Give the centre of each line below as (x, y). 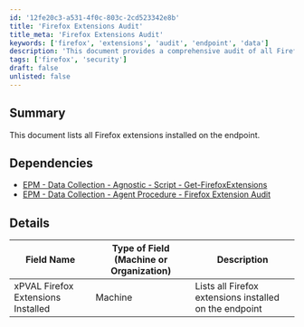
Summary (38, 113)
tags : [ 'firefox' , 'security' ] (68, 60)
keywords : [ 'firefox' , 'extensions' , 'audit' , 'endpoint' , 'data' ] (139, 43)
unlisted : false (40, 77)
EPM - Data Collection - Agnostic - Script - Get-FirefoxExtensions (145, 185)
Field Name (50, 260)
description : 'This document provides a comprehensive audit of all (141, 51)
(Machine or (141, 260)
